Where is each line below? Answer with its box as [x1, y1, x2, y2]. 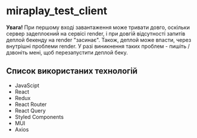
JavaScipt [14, 82, 40, 89]
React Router [14, 101, 47, 108]
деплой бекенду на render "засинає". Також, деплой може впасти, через [6, 36, 192, 43]
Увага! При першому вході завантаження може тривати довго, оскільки [6, 24, 190, 31]
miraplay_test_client [6, 4, 108, 18]
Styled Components [14, 113, 64, 120]
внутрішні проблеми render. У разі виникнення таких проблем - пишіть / [6, 43, 190, 50]
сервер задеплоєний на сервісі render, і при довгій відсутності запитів [6, 30, 186, 37]
